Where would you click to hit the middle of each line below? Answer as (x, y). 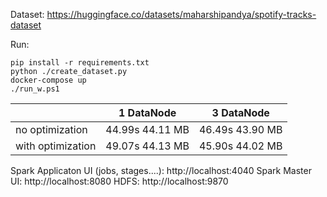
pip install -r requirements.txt (80, 63)
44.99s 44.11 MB (147, 129)
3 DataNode (240, 112)
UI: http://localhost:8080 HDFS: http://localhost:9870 (119, 181)
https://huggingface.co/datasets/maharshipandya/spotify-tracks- (181, 14)
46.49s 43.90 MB (240, 129)
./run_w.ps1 (35, 89)
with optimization (56, 146)
